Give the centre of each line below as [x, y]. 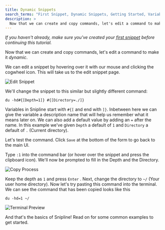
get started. [17, 223]
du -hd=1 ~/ [17, 198]
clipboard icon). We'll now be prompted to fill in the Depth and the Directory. [82, 160]
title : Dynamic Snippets [30, 10]
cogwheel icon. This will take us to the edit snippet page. [63, 72]
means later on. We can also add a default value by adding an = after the [78, 120]
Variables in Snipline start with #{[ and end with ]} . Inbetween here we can [81, 109]
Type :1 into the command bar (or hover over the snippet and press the [77, 155]
